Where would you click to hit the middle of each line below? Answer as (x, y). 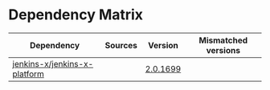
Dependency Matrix (76, 15)
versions (223, 50)
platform (28, 74)
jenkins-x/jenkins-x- (53, 63)
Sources (121, 45)
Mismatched (223, 40)
